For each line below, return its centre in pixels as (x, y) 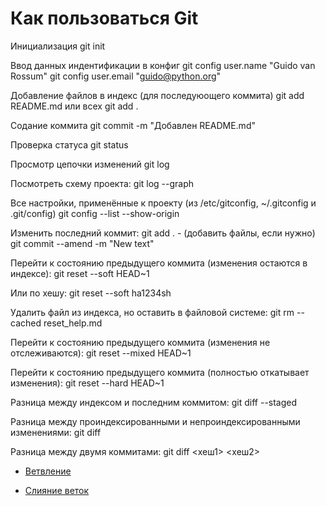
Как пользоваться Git (104, 18)
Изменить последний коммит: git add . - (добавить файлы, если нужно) (163, 233)
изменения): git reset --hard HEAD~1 (87, 383)
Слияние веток (57, 490)
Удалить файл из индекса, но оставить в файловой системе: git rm (152, 312)
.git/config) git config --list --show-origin (95, 213)
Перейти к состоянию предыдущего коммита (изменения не (140, 342)
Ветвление (48, 471)
